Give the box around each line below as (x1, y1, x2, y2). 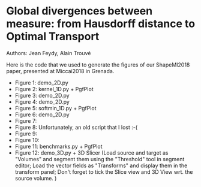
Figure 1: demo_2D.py (14, 79, 69, 86)
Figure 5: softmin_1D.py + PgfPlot (14, 104, 97, 111)
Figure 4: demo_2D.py (14, 98, 70, 105)
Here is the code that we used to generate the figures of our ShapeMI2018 (6, 61, 190, 68)
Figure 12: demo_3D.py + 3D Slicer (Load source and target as (14, 149, 169, 156)
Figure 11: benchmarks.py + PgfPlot (14, 143, 103, 150)
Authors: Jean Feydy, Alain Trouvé (6, 49, 91, 56)
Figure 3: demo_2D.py (14, 92, 70, 99)
